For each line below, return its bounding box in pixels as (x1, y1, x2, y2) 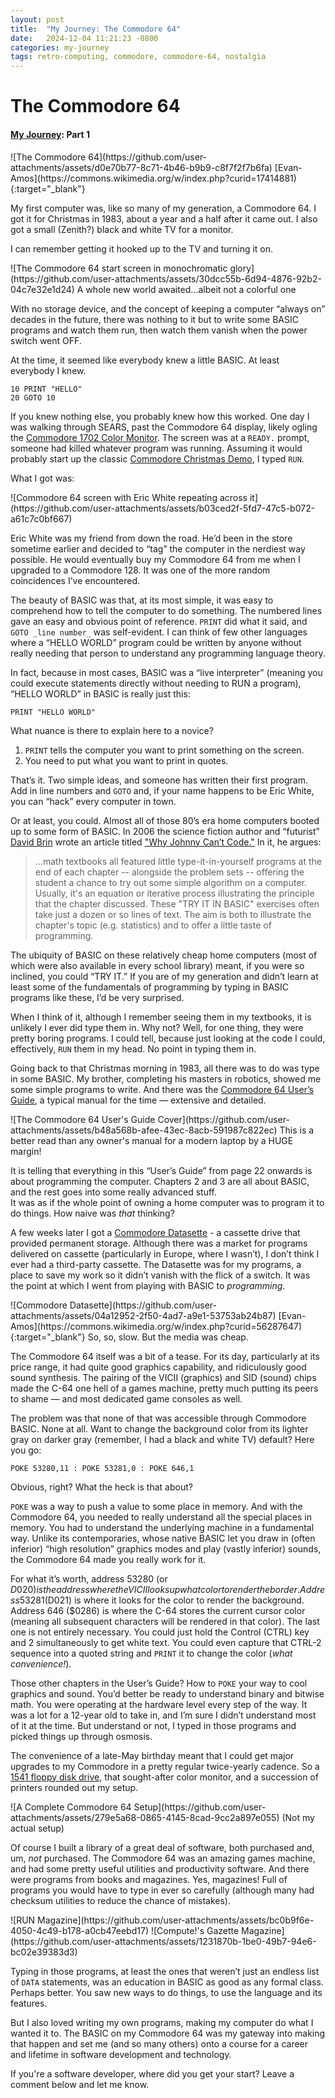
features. (10, 1997, 48, 2009)
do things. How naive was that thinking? (10, 1207, 175, 1219)
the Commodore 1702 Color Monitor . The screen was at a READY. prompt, (10, 431, 310, 443)
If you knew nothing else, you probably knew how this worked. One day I (10, 410, 310, 422)
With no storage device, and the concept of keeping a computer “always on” (10, 302, 326, 315)
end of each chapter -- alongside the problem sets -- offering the (34, 866, 305, 878)
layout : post (10, 14, 65, 25)
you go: (10, 1444, 42, 1456)
